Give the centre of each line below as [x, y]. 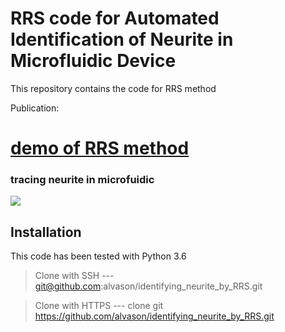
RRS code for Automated [115, 18]
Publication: [35, 108]
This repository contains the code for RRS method [113, 88]
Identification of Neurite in [122, 39]
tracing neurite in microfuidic [82, 180]
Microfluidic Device [93, 61]
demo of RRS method [100, 148]
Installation [46, 232]
